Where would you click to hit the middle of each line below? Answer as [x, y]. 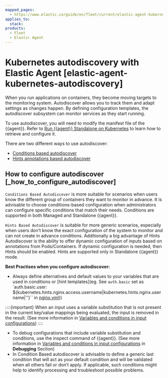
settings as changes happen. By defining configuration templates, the [77, 108]
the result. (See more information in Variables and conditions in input [76, 317]
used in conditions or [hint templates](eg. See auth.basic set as [78, 281]
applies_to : [17, 19]
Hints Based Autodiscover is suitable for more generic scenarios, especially [83, 225]
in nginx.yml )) [48, 297]
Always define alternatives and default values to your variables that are [85, 276]
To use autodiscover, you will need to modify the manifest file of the [75, 123]
